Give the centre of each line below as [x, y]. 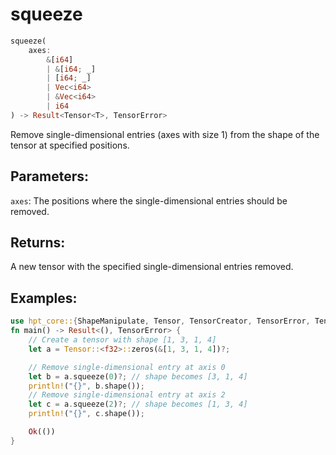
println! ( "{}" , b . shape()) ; [86, 386]
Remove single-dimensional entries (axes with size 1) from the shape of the [165, 134]
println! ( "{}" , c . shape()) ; [86, 414]
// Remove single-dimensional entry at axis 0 [127, 367]
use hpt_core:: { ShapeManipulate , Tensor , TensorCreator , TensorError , [160, 321]
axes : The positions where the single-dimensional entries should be [149, 200]
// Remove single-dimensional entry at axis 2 [127, 395]
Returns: [38, 243]
